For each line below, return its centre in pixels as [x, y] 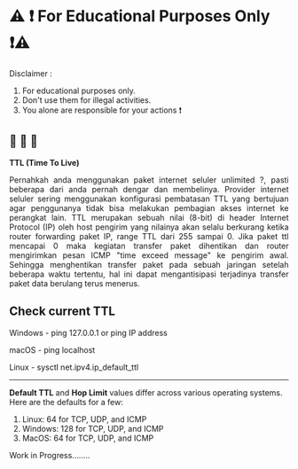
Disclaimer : [31, 73]
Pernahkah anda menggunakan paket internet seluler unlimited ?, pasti [149, 180]
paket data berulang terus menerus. [74, 283]
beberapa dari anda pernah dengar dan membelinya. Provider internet [149, 189]
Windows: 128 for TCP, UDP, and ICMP [93, 428]
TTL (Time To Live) [44, 162]
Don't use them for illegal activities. [86, 100]
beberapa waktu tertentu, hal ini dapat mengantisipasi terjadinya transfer [149, 274]
